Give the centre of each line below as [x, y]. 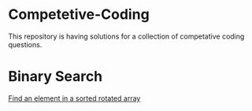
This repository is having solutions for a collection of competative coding [126, 36]
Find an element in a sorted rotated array [74, 98]
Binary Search [56, 77]
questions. [25, 44]
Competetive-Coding [79, 15]
